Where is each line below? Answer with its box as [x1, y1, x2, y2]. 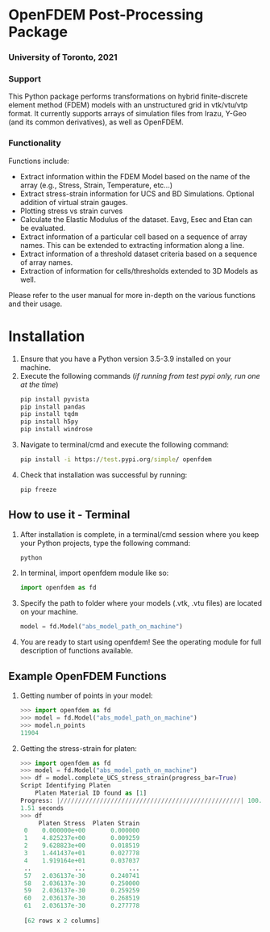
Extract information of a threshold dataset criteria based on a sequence [19, 249, 258, 258]
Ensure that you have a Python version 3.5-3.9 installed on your [19, 354, 231, 363]
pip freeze [19, 485, 57, 493]
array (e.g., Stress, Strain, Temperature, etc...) [19, 180, 173, 190]
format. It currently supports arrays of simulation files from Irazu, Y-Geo [8, 109, 247, 119]
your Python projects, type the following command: [19, 538, 191, 548]
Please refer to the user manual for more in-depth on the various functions [8, 290, 256, 300]
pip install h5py [19, 418, 79, 426]
